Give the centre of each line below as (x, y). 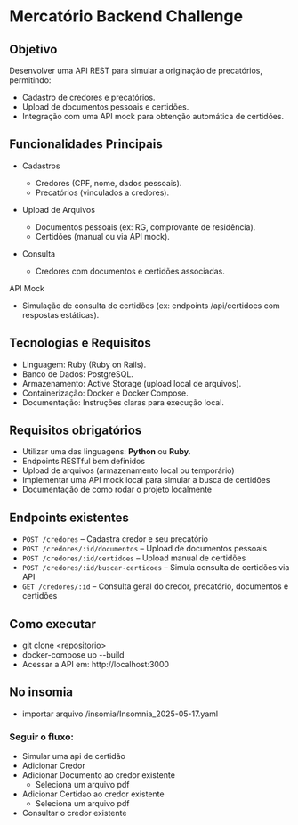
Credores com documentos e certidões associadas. (130, 271)
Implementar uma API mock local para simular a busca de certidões (146, 480)
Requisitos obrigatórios (76, 431)
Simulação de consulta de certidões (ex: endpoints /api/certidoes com (151, 306)
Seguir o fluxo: (41, 737)
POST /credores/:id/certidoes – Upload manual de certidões (134, 558)
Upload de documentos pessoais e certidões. (105, 107)
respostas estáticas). (60, 314)
